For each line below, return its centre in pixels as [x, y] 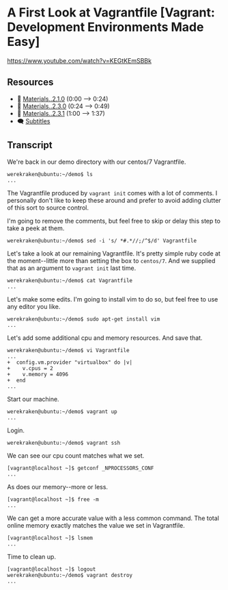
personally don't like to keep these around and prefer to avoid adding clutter [114, 200]
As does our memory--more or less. [57, 487]
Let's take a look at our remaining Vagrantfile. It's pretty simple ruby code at [114, 253]
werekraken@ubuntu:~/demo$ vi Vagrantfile [68, 350]
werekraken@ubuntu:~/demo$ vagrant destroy [70, 575]
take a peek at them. [36, 228]
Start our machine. [33, 399]
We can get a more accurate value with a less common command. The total [113, 518]
